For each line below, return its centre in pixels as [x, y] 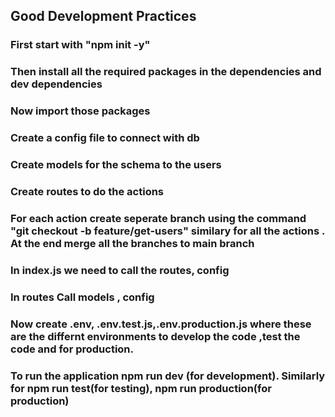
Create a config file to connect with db [105, 138]
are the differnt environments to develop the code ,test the [155, 336]
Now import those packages [80, 111]
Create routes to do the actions [87, 191]
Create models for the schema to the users [116, 164]
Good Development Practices [103, 16]
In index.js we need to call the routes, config [120, 270]
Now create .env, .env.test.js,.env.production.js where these [161, 324]
